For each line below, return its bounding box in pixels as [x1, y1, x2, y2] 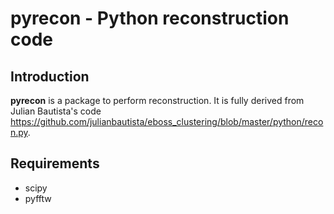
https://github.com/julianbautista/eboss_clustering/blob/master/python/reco [10, 116, 324, 127]
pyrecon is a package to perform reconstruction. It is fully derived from [10, 95, 305, 106]
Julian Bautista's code [10, 105, 102, 117]
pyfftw [24, 192, 52, 204]
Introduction [10, 68, 90, 85]
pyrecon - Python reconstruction [10, 7, 290, 30]
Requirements [10, 155, 100, 172]
